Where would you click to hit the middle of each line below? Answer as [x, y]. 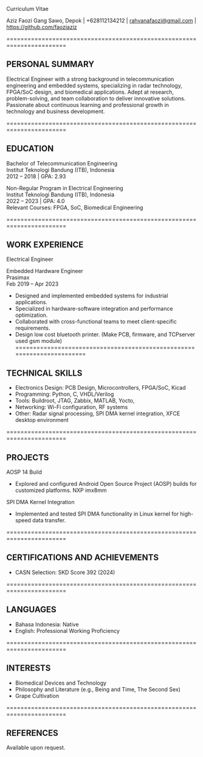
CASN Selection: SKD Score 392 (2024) [65, 572]
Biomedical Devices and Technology [61, 683]
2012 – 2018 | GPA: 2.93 [36, 176]
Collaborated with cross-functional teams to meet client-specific [96, 322]
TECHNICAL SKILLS [44, 373]
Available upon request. [36, 748]
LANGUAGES [31, 610]
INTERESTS [29, 668]
